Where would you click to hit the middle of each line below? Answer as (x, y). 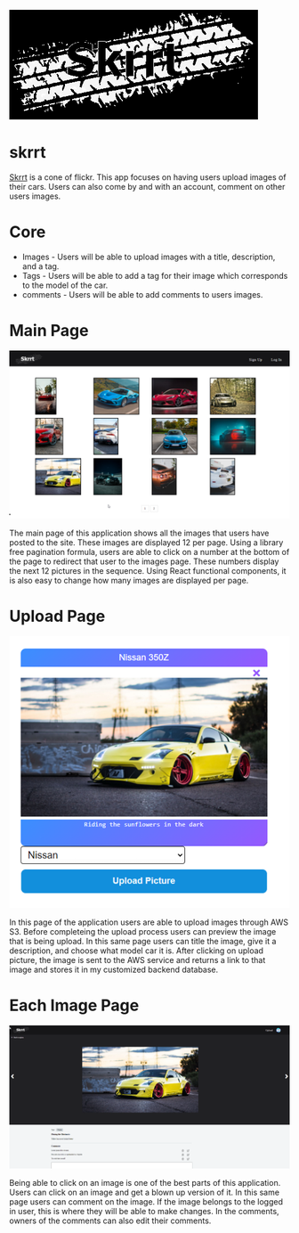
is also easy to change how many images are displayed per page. (129, 581)
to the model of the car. (65, 285)
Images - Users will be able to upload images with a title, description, (149, 257)
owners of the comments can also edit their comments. (110, 1221)
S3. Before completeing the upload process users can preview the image (143, 931)
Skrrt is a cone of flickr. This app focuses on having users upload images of (148, 177)
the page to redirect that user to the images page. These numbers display (144, 561)
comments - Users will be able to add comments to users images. (142, 294)
